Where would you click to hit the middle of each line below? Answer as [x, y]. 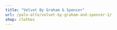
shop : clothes [20, 19]
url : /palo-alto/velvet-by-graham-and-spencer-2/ [59, 15]
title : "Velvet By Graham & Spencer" [45, 10]
